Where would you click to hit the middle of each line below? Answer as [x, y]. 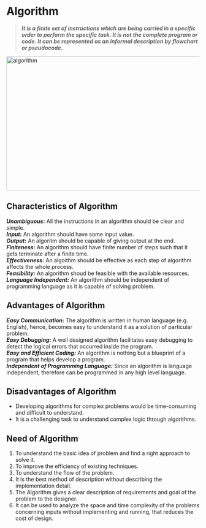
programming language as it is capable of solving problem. [81, 286]
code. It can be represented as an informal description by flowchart [109, 41]
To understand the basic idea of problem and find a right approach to [102, 453]
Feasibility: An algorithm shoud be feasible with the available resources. [98, 273]
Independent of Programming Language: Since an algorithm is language [99, 366]
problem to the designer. [46, 499]
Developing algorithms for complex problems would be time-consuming [106, 406]
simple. [16, 227]
